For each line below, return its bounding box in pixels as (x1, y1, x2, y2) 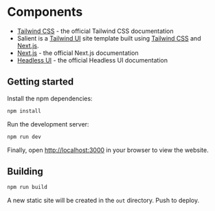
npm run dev (7, 133, 41, 140)
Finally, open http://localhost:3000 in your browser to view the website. (7, 146, 209, 154)
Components (7, 4, 83, 20)
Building (7, 166, 43, 177)
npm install (7, 107, 41, 114)
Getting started (7, 76, 74, 88)
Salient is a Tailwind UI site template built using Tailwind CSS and (16, 34, 201, 42)
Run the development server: (7, 120, 89, 128)
